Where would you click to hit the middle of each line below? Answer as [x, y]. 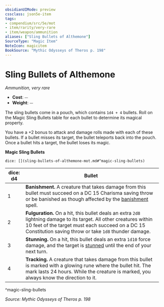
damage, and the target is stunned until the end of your [89, 246]
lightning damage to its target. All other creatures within [89, 219]
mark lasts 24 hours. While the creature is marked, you [88, 272]
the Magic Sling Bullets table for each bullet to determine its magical [73, 118]
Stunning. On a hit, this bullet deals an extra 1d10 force [88, 239]
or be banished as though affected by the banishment [87, 199]
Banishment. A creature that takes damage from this [86, 187]
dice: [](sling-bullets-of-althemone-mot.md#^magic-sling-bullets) [75, 161]
